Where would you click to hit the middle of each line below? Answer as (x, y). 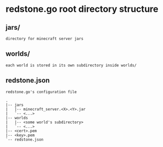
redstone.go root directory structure (82, 9)
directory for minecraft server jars (45, 39)
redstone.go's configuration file (41, 92)
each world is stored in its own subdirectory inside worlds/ (71, 65)
